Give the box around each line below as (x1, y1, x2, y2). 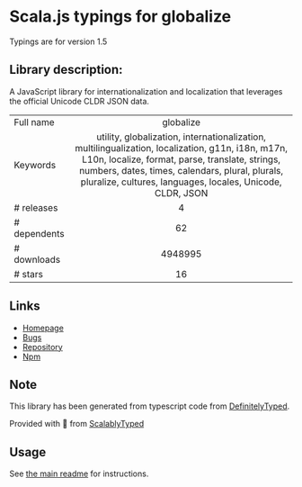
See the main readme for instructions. (9, 468, 149, 479)
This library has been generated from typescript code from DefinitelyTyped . (9, 401, 290, 411)
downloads (13, 253, 61, 266)
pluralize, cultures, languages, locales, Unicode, (80, 176, 282, 188)
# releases (13, 201, 58, 213)
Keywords (13, 158, 57, 171)
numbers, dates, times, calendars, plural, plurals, (79, 164, 284, 176)
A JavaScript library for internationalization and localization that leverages (9, 86, 283, 96)
